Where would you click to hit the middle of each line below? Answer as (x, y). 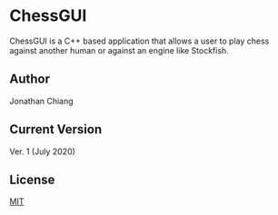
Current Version (56, 129)
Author (30, 79)
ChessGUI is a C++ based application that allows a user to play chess (139, 41)
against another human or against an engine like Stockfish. (119, 50)
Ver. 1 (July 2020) (42, 151)
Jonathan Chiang (42, 101)
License (32, 179)
